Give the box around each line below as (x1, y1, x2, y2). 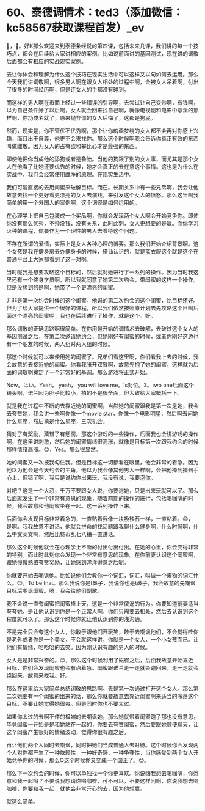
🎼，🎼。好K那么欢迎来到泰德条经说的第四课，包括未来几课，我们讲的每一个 (6, 42, 193, 50)
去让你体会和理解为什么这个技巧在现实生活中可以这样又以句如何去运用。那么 (6, 70, 199, 78)
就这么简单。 (6, 798, 38, 805)
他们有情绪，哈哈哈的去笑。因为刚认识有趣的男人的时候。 (6, 643, 151, 651)
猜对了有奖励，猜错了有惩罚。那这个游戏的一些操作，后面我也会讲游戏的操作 (6, 430, 199, 438)
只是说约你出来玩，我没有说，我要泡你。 (54, 474, 156, 481)
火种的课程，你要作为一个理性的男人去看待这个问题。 (6, 227, 140, 234)
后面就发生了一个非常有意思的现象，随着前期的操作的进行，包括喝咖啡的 (6, 494, 188, 502)
